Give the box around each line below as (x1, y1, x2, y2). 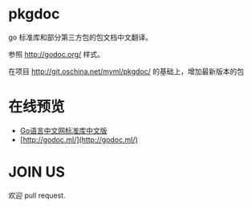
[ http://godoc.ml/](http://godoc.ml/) (19, 134, 138, 145)
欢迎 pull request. (8, 190, 66, 200)
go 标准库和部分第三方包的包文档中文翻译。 (8, 32, 152, 42)
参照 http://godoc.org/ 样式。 (8, 49, 105, 59)
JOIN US (8, 163, 66, 181)
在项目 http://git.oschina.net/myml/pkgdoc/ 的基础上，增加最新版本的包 (8, 66, 245, 76)
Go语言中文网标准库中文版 (19, 125, 108, 135)
